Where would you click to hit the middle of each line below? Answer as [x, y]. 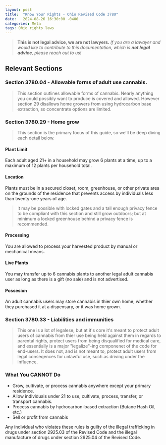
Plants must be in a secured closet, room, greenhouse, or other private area [82, 188]
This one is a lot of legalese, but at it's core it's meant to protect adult [88, 331]
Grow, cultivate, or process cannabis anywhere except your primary [82, 386]
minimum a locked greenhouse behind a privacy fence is [75, 219]
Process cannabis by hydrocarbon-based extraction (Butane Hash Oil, [84, 406]
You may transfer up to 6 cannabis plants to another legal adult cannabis [79, 274]
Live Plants [17, 263]
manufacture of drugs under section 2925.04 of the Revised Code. [73, 437]
